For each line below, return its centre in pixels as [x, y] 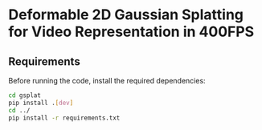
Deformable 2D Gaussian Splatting [126, 15]
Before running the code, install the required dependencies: [107, 81]
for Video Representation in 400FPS [131, 32]
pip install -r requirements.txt [64, 118]
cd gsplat [25, 95]
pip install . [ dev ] [41, 103]
